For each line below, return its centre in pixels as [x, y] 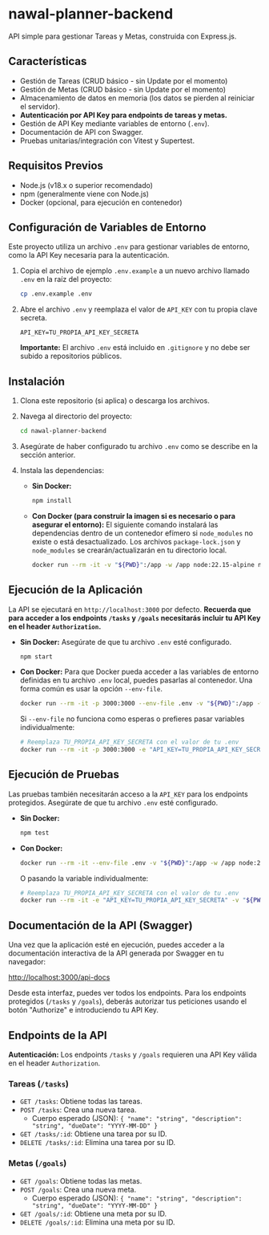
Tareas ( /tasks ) [39, 1083]
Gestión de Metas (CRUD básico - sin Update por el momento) [123, 89]
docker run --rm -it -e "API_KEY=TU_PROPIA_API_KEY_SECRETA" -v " [133, 900]
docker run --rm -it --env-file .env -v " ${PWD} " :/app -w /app [128, 863]
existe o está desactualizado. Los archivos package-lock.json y [136, 541]
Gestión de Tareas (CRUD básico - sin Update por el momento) [124, 80]
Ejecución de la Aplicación [75, 590]
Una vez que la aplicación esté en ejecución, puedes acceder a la [116, 945]
